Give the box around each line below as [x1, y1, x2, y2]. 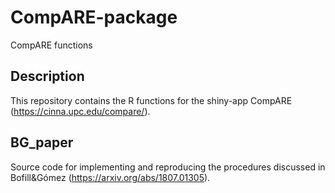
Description [10, 68, 85, 85]
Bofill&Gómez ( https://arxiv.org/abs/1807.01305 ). [10, 171, 211, 183]
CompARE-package [10, 6, 178, 29]
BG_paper [10, 134, 74, 151]
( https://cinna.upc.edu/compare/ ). [10, 105, 151, 117]
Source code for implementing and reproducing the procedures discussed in [10, 161, 326, 173]
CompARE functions [10, 39, 93, 51]
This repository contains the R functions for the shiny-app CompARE [10, 94, 293, 106]
